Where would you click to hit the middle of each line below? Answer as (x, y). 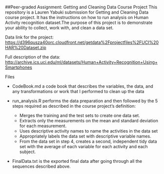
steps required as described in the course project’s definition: (74, 106)
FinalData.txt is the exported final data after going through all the (77, 161)
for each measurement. (43, 126)
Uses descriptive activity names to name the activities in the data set (89, 131)
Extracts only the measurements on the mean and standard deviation (89, 121)
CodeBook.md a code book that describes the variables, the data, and (82, 86)
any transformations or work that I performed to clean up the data (78, 91)
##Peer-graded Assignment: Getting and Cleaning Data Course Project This (81, 7)
